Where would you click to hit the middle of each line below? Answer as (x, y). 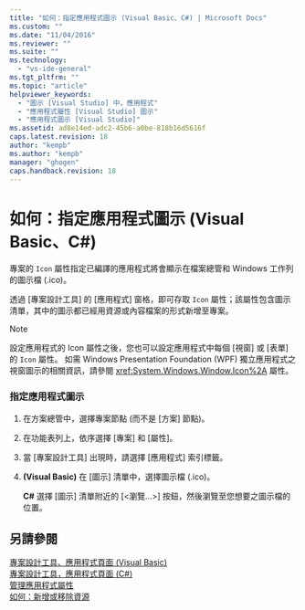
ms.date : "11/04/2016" (53, 35)
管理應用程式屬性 (42, 585)
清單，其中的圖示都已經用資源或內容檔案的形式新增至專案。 (121, 310)
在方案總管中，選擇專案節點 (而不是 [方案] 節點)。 (116, 418)
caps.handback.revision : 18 (63, 171)
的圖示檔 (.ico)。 (40, 280)
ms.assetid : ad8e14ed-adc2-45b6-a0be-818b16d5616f (108, 129)
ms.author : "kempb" (47, 153)
